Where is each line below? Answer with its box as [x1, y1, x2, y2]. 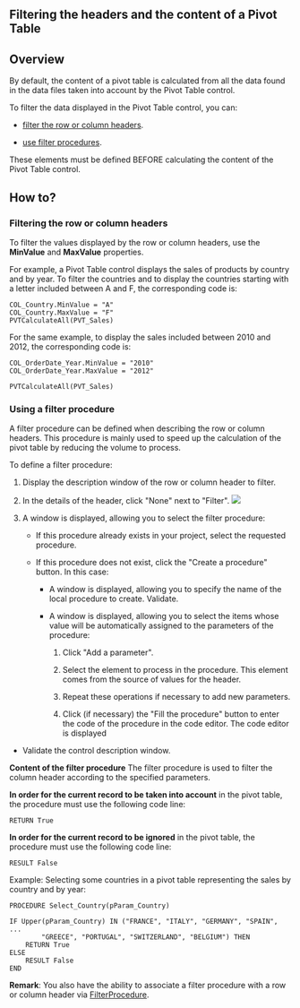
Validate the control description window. [21, 745, 171, 756]
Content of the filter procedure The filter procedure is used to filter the [9, 762, 273, 773]
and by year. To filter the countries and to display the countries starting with [9, 273, 289, 284]
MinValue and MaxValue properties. [9, 246, 144, 257]
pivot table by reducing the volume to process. [9, 443, 182, 453]
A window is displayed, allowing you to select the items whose [48, 611, 279, 622]
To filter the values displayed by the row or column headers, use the [9, 237, 261, 247]
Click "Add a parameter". [62, 647, 154, 658]
